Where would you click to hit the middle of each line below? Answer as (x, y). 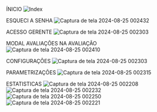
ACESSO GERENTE (29, 32)
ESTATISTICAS (24, 84)
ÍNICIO (14, 9)
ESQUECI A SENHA (29, 20)
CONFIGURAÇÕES (29, 61)
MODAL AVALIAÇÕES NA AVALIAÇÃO (51, 43)
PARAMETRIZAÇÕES (31, 73)
